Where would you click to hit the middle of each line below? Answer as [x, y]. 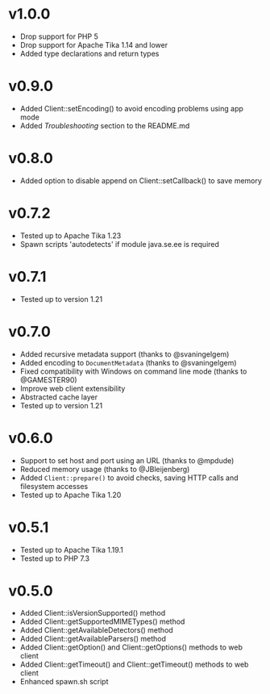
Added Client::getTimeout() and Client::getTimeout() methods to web [134, 665]
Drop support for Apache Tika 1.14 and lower [93, 44]
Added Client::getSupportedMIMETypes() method [102, 621]
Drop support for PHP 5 [59, 36]
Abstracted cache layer [59, 397]
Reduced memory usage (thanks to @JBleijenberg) [105, 469]
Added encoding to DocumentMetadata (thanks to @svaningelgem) [128, 362]
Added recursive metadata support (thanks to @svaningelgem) [125, 354]
